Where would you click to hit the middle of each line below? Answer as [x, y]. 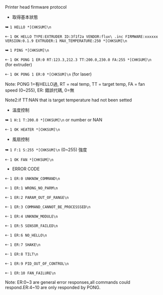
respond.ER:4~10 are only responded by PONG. [53, 287]
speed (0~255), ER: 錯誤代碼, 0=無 [40, 90]
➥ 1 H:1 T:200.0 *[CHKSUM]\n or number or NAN [54, 120]
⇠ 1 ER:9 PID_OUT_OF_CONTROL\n [37, 263]
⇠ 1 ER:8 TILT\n [22, 254]
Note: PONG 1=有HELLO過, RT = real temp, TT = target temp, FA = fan [75, 84]
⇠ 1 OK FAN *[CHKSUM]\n [29, 159]
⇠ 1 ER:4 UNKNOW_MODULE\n [32, 216]
